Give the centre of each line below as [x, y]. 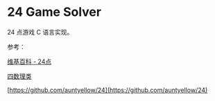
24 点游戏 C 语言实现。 [40, 32]
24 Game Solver [54, 12]
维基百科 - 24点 [29, 61]
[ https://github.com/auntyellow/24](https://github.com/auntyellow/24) [108, 90]
